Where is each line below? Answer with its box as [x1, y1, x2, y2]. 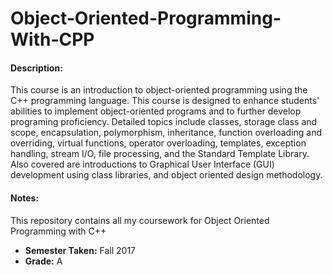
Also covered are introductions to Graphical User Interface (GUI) [10, 158, 275, 171]
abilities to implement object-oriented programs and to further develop [10, 105, 302, 117]
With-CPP [10, 28, 95, 51]
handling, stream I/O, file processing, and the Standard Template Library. [10, 148, 310, 160]
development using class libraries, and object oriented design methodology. [10, 169, 323, 181]
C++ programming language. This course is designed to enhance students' [10, 95, 320, 107]
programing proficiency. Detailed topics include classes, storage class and [10, 116, 318, 128]
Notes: [10, 192, 40, 204]
